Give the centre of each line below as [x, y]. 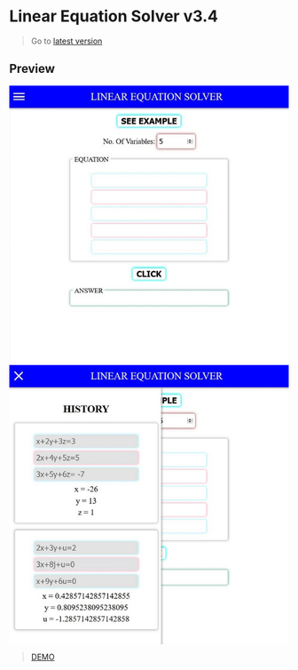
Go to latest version [67, 41]
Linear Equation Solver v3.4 [114, 16]
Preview [32, 69]
